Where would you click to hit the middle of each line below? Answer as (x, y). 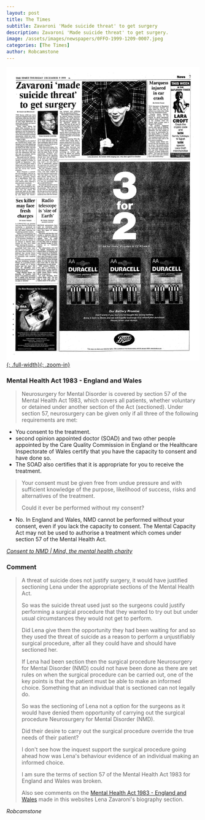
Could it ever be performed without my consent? (83, 508)
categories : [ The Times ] (38, 45)
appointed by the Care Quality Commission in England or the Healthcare (106, 445)
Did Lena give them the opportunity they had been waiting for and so (108, 630)
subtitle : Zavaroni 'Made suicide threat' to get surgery (82, 26)
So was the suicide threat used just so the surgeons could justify (103, 605)
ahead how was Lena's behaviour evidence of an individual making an (110, 756)
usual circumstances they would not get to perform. (87, 618)
